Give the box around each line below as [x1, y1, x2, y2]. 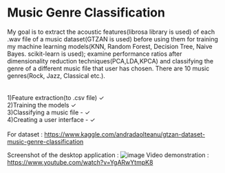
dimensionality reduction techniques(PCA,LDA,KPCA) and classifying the [7, 57, 214, 65]
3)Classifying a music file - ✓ [7, 108, 91, 116]
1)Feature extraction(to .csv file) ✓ [7, 93, 105, 101]
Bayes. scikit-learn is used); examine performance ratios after [7, 50, 182, 58]
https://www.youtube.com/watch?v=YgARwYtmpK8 [7, 158, 153, 166]
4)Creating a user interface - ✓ [7, 115, 96, 123]
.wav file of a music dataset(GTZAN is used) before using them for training [7, 34, 219, 43]
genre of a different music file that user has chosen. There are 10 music [7, 64, 210, 72]
